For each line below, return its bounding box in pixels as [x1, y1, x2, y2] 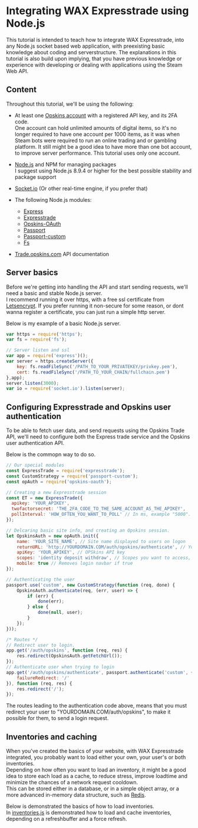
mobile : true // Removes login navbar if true [16, 561, 133, 567]
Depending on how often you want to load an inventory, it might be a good [6, 766, 187, 774]
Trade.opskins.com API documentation [14, 250, 110, 257]
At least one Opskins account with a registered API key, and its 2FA [14, 112, 178, 119]
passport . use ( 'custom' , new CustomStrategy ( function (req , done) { [6, 582, 176, 588]
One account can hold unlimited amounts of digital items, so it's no [14, 124, 177, 131]
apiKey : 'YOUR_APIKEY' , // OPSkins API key [16, 549, 126, 555]
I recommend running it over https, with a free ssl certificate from [6, 296, 165, 303]
